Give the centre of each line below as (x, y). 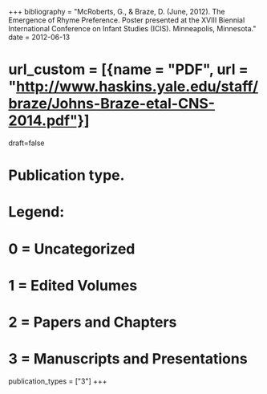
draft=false (27, 143)
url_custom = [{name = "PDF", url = (128, 69)
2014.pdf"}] (49, 121)
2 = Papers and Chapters (93, 322)
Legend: (36, 212)
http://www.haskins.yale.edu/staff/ (137, 87)
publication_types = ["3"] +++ (58, 381)
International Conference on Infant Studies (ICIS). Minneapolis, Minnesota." (132, 28)
